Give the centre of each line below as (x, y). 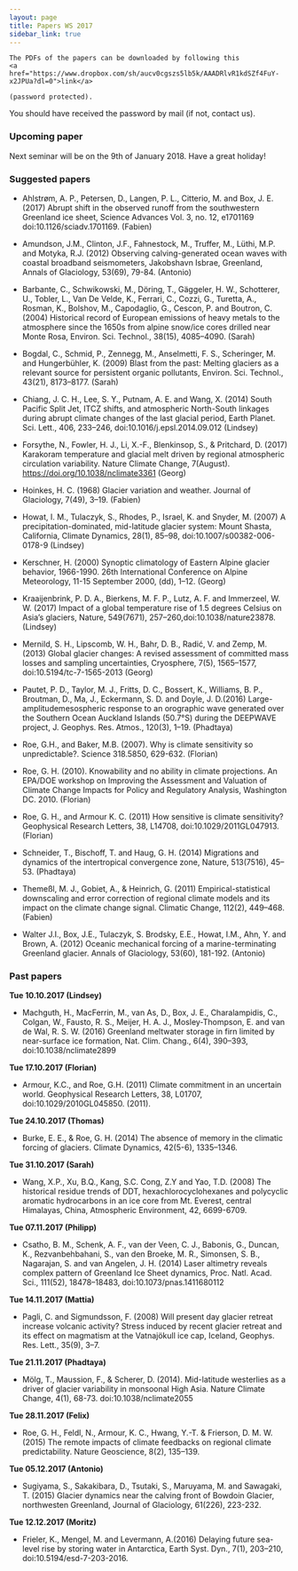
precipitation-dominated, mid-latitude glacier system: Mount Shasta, (147, 526)
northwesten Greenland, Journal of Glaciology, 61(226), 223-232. (141, 1505)
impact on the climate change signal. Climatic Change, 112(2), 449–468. (153, 908)
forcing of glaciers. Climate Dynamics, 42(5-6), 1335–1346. (129, 1147)
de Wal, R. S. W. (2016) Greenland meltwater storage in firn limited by (148, 1032)
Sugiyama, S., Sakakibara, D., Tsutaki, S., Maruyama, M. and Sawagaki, (152, 1486)
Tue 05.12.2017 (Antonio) (56, 1469)
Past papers (35, 976)
